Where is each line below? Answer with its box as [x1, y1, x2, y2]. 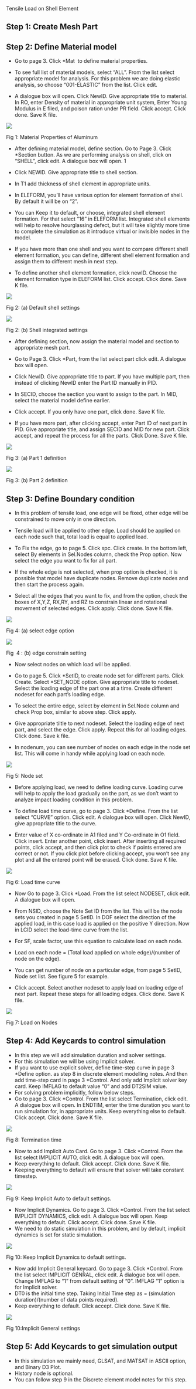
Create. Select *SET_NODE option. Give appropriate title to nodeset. [14, 679, 179, 686]
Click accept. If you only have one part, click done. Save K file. [14, 408, 166, 415]
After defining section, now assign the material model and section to [14, 338, 180, 345]
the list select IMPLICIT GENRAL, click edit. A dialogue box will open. [14, 1271, 180, 1278]
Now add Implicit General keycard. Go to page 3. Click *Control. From [14, 1265, 183, 1272]
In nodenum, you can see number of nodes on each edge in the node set [14, 744, 191, 751]
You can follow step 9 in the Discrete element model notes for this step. [14, 1376, 187, 1383]
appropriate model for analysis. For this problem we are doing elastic [14, 75, 181, 82]
